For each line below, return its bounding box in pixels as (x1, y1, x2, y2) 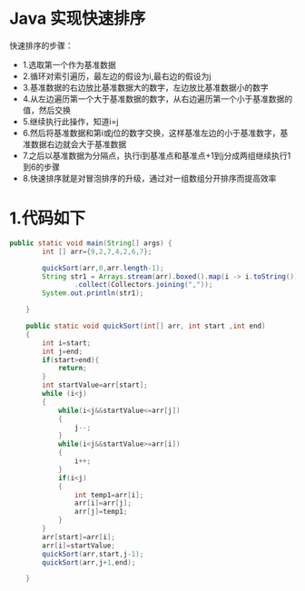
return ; (57, 364, 88, 373)
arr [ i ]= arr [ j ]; (74, 498, 132, 508)
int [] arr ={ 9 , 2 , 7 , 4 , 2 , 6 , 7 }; (42, 247, 152, 256)
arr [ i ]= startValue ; (42, 541, 116, 550)
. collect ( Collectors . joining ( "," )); (74, 281, 213, 290)
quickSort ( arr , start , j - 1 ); (42, 549, 144, 558)
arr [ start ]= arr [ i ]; (42, 532, 116, 541)
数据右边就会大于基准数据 (30, 138, 127, 150)
